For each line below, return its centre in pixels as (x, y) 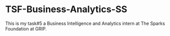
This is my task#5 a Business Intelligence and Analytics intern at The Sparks (85, 23)
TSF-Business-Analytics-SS (66, 9)
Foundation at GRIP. (26, 28)
